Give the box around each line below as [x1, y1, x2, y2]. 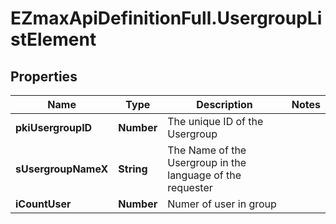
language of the [167, 168, 242, 182]
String [118, 162, 148, 176]
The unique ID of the [167, 115, 264, 128]
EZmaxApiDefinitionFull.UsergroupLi [10, 7, 323, 30]
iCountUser [15, 197, 72, 211]
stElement [10, 28, 97, 51]
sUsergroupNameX [15, 162, 109, 176]
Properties [10, 68, 78, 85]
